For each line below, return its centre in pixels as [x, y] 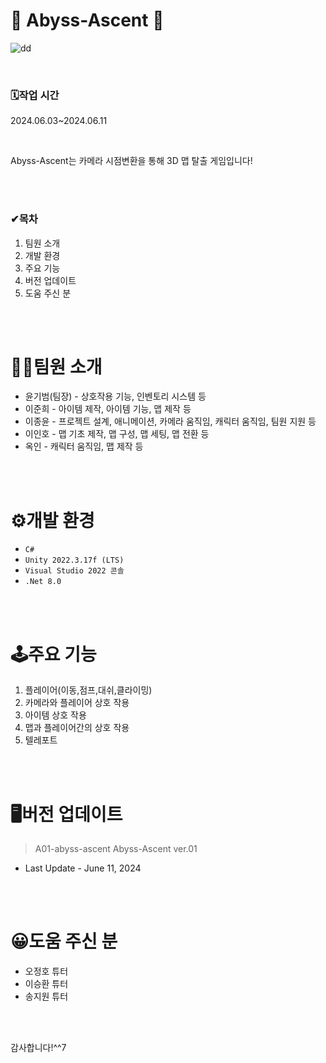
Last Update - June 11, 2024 [83, 868]
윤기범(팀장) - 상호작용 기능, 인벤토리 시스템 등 [115, 396]
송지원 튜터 [46, 996]
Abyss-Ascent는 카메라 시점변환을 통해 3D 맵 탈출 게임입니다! [131, 161]
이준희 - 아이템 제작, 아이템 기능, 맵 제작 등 [108, 409]
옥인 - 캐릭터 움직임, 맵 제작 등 [84, 446]
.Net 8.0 [43, 582]
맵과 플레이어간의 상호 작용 [77, 728]
